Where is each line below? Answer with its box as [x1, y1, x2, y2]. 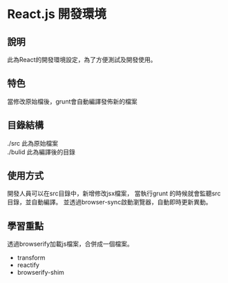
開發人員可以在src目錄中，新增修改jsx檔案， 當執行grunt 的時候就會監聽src [7, 189, 221, 197]
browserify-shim [17, 269, 64, 277]
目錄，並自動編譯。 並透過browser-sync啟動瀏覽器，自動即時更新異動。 [7, 198, 212, 206]
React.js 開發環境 [7, 6, 107, 22]
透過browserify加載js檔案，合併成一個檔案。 [7, 240, 133, 248]
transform [17, 253, 46, 262]
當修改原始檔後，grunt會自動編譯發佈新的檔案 [7, 97, 137, 106]
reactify [17, 261, 40, 269]
